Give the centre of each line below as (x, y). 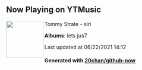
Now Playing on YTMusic (54, 10)
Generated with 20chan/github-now (90, 61)
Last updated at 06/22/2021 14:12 (85, 47)
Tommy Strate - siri (68, 24)
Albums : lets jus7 (66, 36)
